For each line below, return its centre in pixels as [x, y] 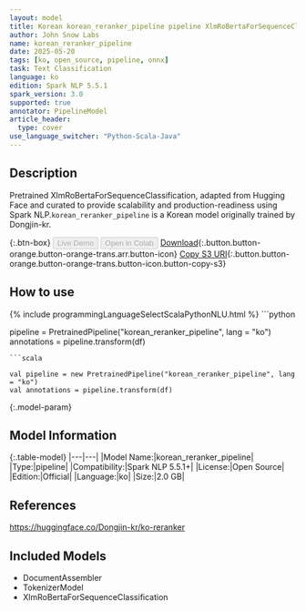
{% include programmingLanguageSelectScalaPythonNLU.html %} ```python [153, 314]
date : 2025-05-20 [42, 52]
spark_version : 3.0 [46, 94]
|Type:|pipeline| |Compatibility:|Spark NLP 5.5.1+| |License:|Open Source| [147, 467]
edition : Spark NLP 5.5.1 [58, 86]
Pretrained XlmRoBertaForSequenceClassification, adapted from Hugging [147, 195]
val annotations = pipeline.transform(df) [91, 390]
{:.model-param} [41, 407]
